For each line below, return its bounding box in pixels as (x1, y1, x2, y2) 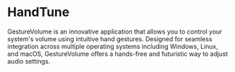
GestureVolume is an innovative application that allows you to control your (7, 27, 222, 36)
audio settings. (7, 57, 51, 65)
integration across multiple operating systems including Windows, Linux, (7, 42, 219, 50)
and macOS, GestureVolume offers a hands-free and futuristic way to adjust (7, 50, 228, 58)
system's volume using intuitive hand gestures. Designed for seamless (7, 34, 213, 43)
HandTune (7, 4, 70, 20)
